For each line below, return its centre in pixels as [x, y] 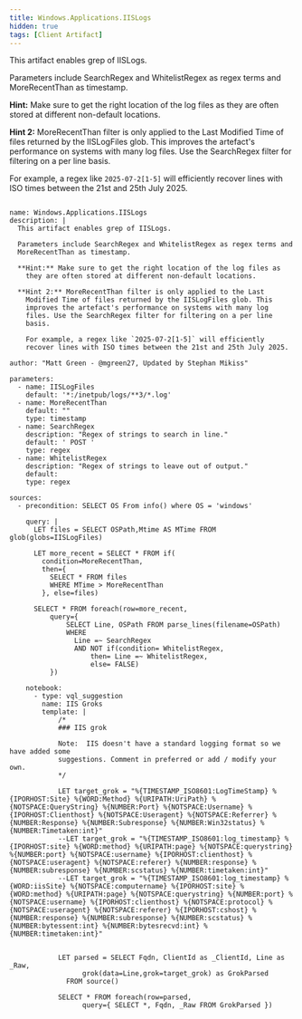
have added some [40, 752]
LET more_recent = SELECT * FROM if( [104, 553]
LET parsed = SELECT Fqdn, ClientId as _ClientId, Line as [171, 958]
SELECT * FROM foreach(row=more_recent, [110, 609]
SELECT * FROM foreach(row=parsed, [125, 997]
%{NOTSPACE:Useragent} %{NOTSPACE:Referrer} [184, 815]
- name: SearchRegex [56, 427]
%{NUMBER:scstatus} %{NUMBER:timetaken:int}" [182, 870]
